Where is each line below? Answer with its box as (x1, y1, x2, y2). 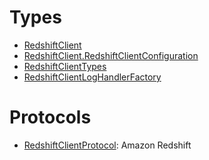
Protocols (9, 106, 92, 129)
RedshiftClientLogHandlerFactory (23, 71, 162, 83)
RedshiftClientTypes (23, 60, 107, 72)
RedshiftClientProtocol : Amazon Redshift (23, 139, 192, 151)
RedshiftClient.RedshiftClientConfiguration (23, 49, 199, 61)
